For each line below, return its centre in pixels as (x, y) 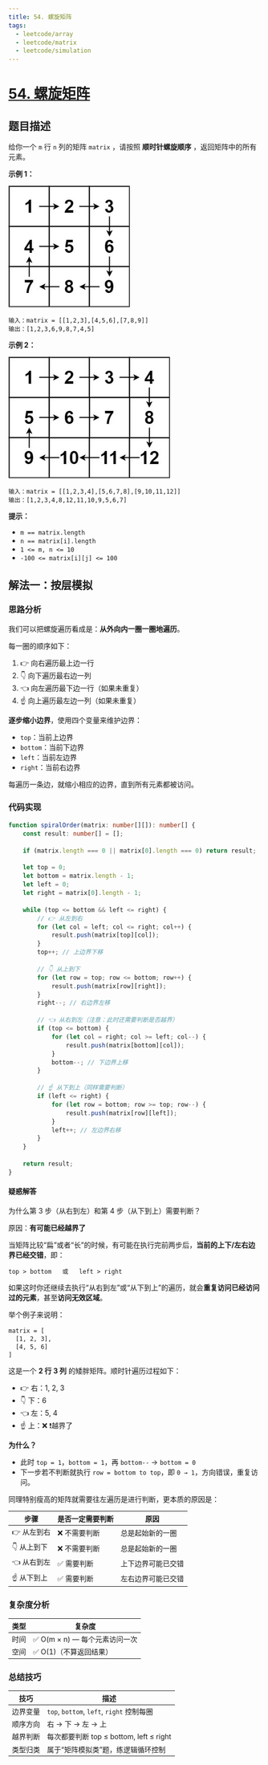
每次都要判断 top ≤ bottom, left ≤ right (109, 1737)
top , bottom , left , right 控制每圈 (100, 1711)
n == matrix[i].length (58, 542)
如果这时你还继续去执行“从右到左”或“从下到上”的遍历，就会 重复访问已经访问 (134, 1287)
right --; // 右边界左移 (74, 1003)
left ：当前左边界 (49, 757)
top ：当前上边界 (47, 737)
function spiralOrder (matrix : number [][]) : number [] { (102, 826)
